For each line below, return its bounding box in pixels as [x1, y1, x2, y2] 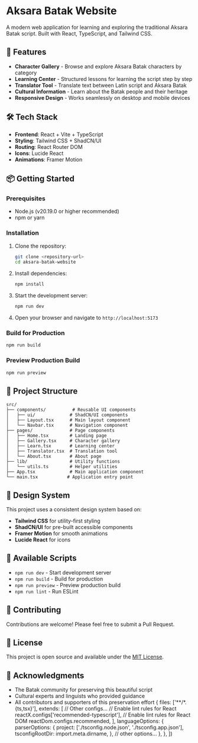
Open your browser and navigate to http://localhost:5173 [14, 314, 158, 322]
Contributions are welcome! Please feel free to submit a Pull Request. [6, 621, 175, 628]
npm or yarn [14, 214, 45, 221]
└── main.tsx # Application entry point [6, 474, 134, 480]
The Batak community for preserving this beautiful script [14, 686, 152, 693]
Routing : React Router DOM [14, 143, 83, 150]
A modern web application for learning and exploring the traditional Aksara [6, 24, 188, 31]
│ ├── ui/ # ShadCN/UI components [6, 412, 128, 418]
